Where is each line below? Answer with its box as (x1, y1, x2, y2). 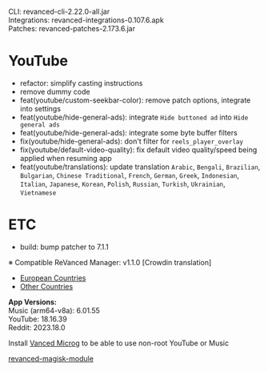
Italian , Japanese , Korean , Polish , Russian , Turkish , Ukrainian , (19, 179, 226, 188)
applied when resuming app (19, 153, 112, 163)
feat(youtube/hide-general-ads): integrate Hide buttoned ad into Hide (19, 112, 249, 122)
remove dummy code (19, 87, 90, 96)
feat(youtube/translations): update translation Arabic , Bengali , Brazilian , (19, 162, 261, 171)
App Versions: (8, 296, 58, 307)
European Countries (19, 272, 86, 283)
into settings (19, 103, 62, 113)
